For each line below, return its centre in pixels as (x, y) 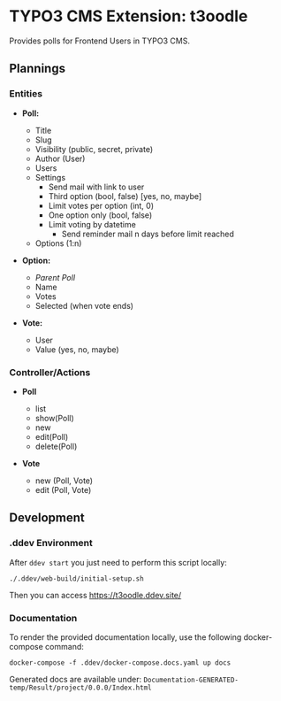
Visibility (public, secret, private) (94, 149)
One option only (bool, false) (100, 215)
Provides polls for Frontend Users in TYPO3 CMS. (99, 41)
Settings (50, 177)
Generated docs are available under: (76, 679)
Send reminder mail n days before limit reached (148, 234)
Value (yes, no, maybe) (77, 349)
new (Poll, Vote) (64, 481)
